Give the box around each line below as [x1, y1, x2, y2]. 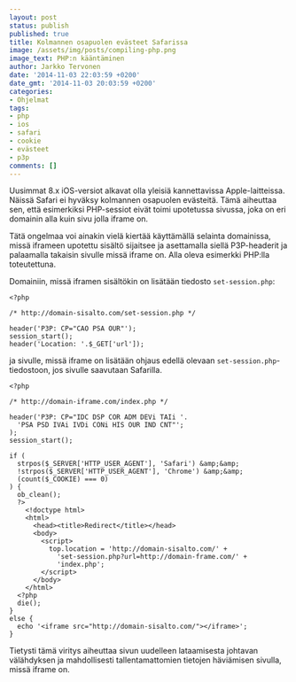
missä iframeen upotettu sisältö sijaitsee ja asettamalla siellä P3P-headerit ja [9, 240, 288, 251]
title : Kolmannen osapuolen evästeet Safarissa [9, 37, 189, 47]
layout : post [9, 12, 58, 22]
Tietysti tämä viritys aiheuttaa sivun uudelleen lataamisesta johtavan [9, 646, 259, 656]
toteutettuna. [9, 259, 56, 270]
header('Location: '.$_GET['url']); [9, 340, 144, 349]
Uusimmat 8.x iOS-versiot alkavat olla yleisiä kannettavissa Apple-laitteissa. [9, 185, 285, 196]
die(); [17, 599, 42, 608]
